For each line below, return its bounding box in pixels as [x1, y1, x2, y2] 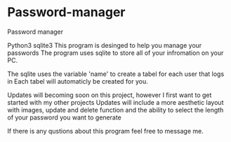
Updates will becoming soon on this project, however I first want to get [7, 91, 212, 99]
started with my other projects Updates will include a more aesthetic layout [7, 98, 224, 106]
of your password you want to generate [7, 113, 121, 122]
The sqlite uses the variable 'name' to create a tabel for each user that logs [7, 70, 225, 78]
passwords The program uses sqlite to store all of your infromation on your [7, 49, 224, 57]
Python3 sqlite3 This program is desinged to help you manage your [7, 41, 202, 49]
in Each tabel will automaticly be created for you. [7, 77, 149, 85]
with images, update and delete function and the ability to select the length [7, 105, 224, 114]
